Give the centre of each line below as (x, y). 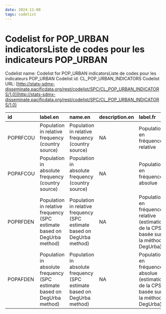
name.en (80, 117)
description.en (117, 117)
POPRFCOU (21, 138)
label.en (49, 117)
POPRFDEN (21, 222)
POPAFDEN (21, 279)
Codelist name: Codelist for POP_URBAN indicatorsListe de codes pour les (81, 73)
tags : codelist (21, 14)
